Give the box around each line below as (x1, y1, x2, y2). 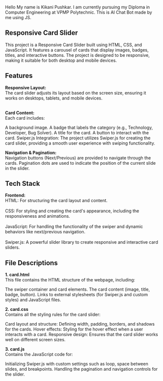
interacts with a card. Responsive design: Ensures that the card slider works (5, 331, 158, 337)
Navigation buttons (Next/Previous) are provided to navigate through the (5, 154, 151, 161)
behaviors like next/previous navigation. (5, 229, 86, 235)
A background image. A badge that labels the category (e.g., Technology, (5, 125, 153, 130)
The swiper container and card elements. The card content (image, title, (5, 286, 150, 292)
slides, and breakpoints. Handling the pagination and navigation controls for (5, 366, 158, 372)
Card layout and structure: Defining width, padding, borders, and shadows (5, 321, 155, 327)
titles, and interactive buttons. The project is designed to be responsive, (5, 52, 150, 58)
